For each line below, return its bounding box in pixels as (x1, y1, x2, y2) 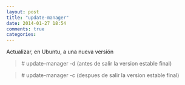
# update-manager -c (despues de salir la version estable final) (21, 72, 180, 79)
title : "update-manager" (6, 15, 69, 21)
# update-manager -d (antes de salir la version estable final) (21, 60, 172, 67)
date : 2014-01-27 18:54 (6, 20, 67, 26)
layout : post (6, 8, 39, 15)
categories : (6, 32, 36, 38)
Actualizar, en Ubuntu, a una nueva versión (6, 48, 114, 55)
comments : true (6, 25, 45, 32)
